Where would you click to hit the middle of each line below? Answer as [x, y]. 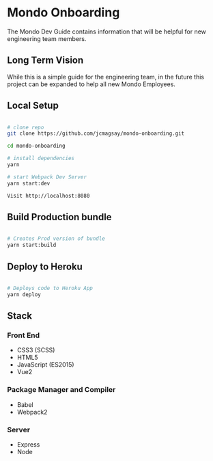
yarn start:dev [29, 183]
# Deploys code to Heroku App [50, 288]
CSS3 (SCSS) [36, 350]
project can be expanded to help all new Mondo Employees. [91, 84]
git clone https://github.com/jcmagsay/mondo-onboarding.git [96, 134]
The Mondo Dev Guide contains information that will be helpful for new [107, 31]
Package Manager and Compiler [61, 390]
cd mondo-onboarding [37, 146]
